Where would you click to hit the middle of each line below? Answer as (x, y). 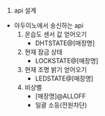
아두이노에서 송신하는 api (49, 25)
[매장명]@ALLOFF (61, 96)
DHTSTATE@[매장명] (65, 43)
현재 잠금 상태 (43, 52)
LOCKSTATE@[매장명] (67, 61)
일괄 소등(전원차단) (61, 105)
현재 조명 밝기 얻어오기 (56, 70)
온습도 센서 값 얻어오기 (56, 34)
